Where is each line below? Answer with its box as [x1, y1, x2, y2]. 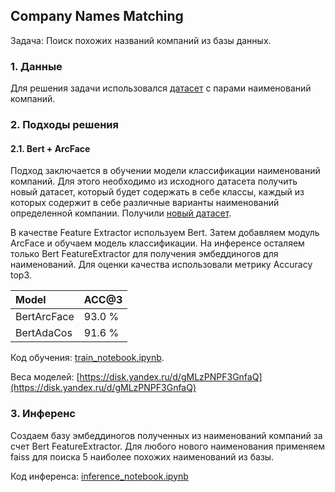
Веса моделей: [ [10, 371, 80, 383]
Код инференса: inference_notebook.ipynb [10, 470, 189, 482]
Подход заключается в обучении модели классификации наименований [10, 165, 321, 177]
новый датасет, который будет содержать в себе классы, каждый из [10, 186, 305, 198]
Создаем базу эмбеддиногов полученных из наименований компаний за [10, 429, 323, 441]
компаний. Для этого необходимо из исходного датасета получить [10, 175, 298, 188]
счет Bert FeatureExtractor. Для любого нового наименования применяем [10, 440, 326, 452]
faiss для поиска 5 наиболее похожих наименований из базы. [10, 450, 275, 463]
